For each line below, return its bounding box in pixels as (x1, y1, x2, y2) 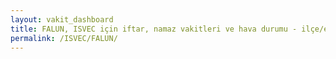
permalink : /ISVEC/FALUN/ (10, 33, 118, 43)
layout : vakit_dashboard (10, 14, 114, 25)
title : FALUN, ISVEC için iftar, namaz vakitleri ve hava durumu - (10, 24, 298, 34)
